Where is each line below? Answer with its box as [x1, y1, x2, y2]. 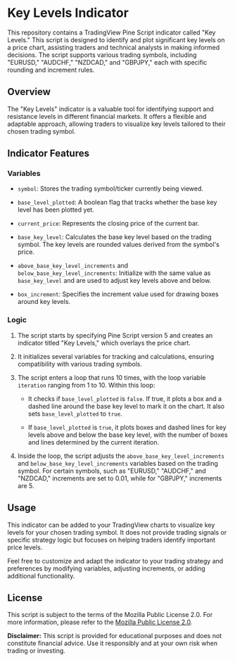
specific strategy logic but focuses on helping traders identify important [7, 535, 216, 544]
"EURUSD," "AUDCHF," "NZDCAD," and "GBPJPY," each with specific [7, 58, 208, 66]
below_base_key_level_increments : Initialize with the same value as [17, 269, 211, 277]
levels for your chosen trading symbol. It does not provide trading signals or [7, 528, 227, 536]
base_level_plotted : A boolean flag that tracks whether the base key [17, 198, 217, 207]
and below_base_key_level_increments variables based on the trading [17, 459, 218, 467]
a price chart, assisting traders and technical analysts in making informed [7, 43, 220, 51]
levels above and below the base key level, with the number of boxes [27, 431, 228, 439]
